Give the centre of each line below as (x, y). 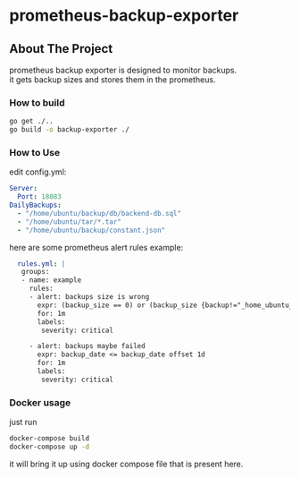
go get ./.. (31, 122)
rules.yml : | (42, 264)
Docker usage (40, 402)
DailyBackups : (36, 205)
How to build (37, 102)
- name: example (51, 280)
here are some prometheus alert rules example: (96, 247)
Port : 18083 (40, 197)
